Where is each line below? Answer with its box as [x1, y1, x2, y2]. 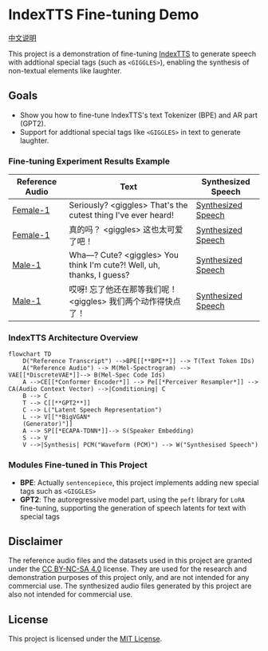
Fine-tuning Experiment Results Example [8, 156, 170, 167]
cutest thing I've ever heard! [69, 210, 174, 221]
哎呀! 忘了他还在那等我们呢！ [69, 284, 178, 295]
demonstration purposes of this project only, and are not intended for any [8, 573, 250, 582]
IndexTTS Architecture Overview [8, 332, 139, 343]
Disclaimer [8, 535, 63, 548]
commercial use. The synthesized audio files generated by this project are [8, 581, 252, 591]
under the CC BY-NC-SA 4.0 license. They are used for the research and [8, 564, 247, 574]
